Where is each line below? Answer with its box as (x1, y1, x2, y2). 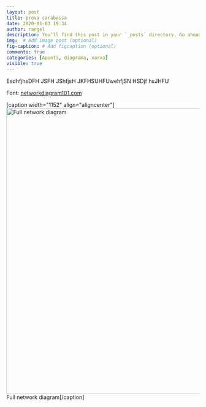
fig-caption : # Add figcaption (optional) (6, 44, 116, 50)
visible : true (6, 60, 43, 66)
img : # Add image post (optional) (6, 37, 97, 44)
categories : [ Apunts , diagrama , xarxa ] (6, 55, 109, 61)
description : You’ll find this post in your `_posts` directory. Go (6, 32, 185, 38)
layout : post (6, 9, 40, 15)
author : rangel (6, 26, 45, 33)
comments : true (6, 49, 45, 55)
